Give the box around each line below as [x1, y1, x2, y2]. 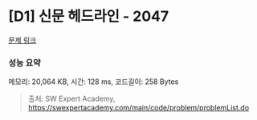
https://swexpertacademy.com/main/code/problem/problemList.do [27, 103, 250, 113]
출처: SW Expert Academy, [27, 94, 116, 104]
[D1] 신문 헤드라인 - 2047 [8, 7, 169, 26]
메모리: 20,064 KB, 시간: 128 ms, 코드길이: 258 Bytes [8, 77, 179, 86]
